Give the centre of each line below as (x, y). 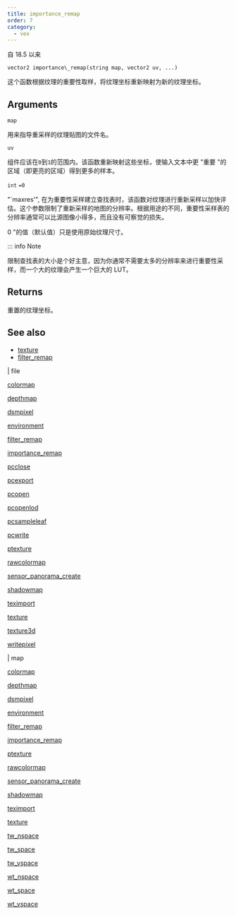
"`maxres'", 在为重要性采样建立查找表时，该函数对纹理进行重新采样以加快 (114, 200)
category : (22, 27)
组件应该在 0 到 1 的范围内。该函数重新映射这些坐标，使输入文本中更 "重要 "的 (117, 162)
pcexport (20, 480)
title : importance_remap (44, 14)
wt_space (21, 890)
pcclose (19, 466)
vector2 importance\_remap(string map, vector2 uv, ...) (93, 68)
